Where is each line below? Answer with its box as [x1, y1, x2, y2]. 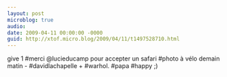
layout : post [7, 10, 45, 17]
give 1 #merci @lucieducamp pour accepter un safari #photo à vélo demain [7, 54, 220, 63]
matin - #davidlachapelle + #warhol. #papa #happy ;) [7, 62, 158, 70]
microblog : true [7, 16, 54, 23]
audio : [7, 23, 26, 30]
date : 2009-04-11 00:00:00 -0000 [7, 29, 103, 36]
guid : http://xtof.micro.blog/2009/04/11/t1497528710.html [7, 36, 180, 43]
